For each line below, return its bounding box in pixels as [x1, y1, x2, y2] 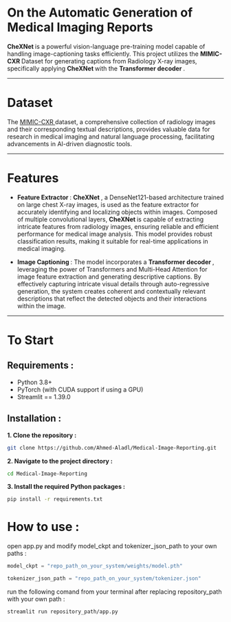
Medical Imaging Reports [7, 19, 153, 35]
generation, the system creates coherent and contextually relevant [16, 287, 206, 295]
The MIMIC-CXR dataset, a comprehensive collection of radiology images [7, 117, 216, 126]
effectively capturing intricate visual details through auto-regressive [16, 279, 210, 288]
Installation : [7, 412, 62, 425]
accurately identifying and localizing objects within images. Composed [16, 208, 218, 216]
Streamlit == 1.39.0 [16, 392, 71, 401]
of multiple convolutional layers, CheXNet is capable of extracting [16, 215, 204, 223]
